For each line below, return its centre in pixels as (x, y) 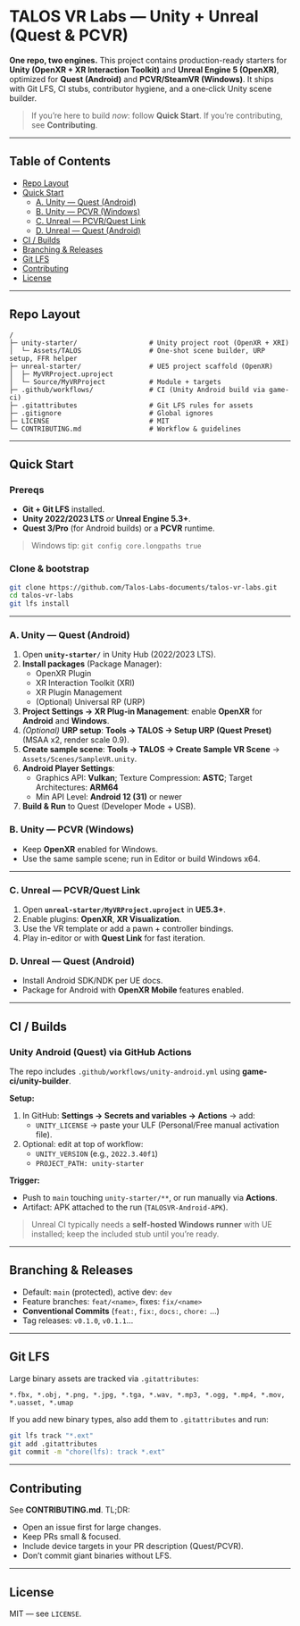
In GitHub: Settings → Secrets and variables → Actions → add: (139, 1116)
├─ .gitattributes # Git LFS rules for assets (131, 405)
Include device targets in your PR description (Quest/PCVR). (133, 1546)
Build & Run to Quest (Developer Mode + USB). (109, 807)
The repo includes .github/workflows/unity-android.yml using (125, 1072)
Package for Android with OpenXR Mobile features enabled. (133, 990)
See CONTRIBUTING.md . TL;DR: (70, 1510)
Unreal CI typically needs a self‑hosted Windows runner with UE (151, 1225)
